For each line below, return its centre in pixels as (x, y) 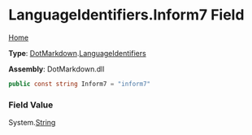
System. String (32, 123)
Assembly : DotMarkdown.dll (56, 69)
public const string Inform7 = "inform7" (80, 84)
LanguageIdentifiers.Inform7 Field (126, 15)
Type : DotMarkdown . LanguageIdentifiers (77, 53)
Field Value (31, 105)
